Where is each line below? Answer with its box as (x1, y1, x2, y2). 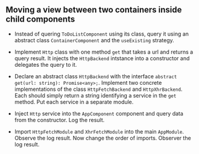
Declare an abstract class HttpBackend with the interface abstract (14, 72, 177, 80)
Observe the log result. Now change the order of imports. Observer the (14, 134, 191, 141)
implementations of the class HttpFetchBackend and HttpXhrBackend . (14, 85, 183, 93)
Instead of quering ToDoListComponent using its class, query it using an (14, 30, 189, 37)
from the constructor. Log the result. (14, 116, 105, 123)
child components (5, 14, 75, 25)
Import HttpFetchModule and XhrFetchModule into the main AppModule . (14, 128, 185, 135)
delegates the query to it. (14, 61, 77, 68)
